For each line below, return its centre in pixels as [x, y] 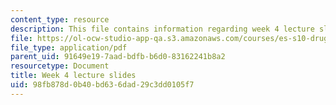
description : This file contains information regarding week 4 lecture [162, 29]
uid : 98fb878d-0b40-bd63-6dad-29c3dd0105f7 [102, 85]
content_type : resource [60, 19]
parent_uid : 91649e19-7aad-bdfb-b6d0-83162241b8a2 [118, 57]
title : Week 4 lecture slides [73, 76]
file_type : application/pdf [69, 47]
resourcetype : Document [60, 66]
